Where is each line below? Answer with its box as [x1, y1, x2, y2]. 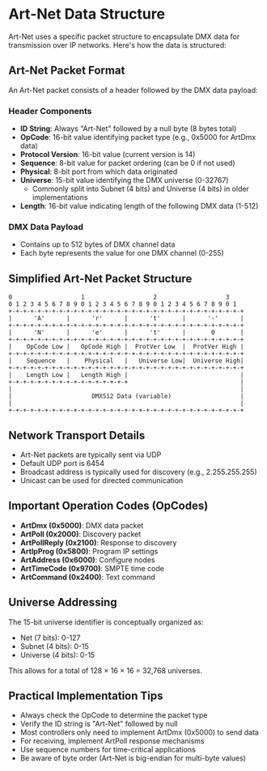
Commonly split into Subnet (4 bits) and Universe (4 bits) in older [32, 184, 249, 194]
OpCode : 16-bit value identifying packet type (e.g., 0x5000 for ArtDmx [19, 133, 256, 142]
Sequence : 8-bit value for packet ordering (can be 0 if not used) [19, 159, 236, 168]
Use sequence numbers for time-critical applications [19, 745, 196, 755]
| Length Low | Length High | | [8, 371, 244, 379]
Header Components [8, 105, 92, 116]
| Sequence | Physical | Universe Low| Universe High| [8, 357, 244, 365]
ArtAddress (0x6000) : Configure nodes [19, 555, 155, 565]
